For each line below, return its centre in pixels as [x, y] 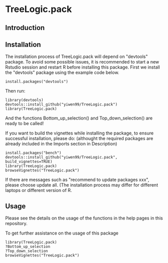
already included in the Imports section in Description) [61, 144]
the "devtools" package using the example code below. [62, 72]
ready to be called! [25, 123]
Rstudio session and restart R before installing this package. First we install [83, 67]
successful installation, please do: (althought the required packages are [79, 138]
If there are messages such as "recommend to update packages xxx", [77, 180]
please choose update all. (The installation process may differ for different [82, 185]
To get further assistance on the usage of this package [62, 233]
